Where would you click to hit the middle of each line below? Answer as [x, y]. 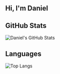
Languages [23, 53]
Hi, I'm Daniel [27, 8]
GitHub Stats [26, 26]
